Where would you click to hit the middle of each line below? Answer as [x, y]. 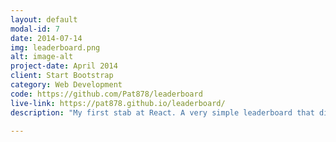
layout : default [44, 19]
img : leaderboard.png [55, 47]
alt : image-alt [42, 57]
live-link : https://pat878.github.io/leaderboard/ [118, 103]
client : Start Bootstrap [62, 76]
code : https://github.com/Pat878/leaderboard [106, 94]
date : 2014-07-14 [46, 38]
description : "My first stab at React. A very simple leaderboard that [162, 112]
